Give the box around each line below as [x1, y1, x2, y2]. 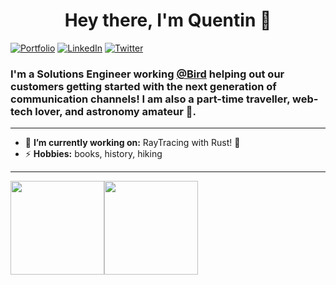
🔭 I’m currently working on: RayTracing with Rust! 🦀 [24, 137, 241, 149]
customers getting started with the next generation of [10, 79, 277, 93]
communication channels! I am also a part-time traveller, [10, 92, 291, 106]
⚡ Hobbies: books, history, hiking [24, 148, 163, 160]
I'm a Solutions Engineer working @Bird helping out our [10, 67, 285, 81]
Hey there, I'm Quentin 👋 [64, 9, 272, 32]
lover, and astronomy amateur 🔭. [34, 104, 197, 118]
